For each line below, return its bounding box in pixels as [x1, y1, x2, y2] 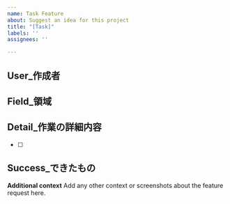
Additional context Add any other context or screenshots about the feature [7, 181, 224, 189]
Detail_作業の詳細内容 [7, 121, 102, 133]
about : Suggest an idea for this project [7, 17, 130, 24]
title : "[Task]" [7, 23, 54, 30]
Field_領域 [7, 95, 52, 107]
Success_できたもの [7, 162, 96, 174]
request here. [7, 189, 46, 197]
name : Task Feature [7, 10, 64, 17]
